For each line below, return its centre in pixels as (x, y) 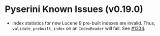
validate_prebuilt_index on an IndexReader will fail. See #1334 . (79, 28)
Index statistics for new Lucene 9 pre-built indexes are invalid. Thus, (84, 23)
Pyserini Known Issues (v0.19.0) (74, 9)
